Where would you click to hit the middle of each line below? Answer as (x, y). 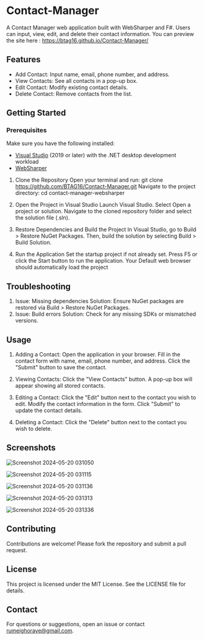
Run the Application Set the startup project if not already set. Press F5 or (106, 254)
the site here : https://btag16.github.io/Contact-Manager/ (77, 40)
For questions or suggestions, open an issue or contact (76, 624)
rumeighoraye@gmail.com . (40, 631)
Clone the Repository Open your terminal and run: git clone (89, 180)
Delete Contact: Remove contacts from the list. (74, 94)
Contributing (31, 529)
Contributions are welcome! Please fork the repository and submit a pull (97, 544)
